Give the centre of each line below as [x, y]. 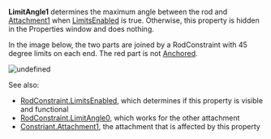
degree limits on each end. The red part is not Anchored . [103, 53]
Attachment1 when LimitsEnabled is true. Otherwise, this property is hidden [134, 20]
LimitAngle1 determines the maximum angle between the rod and [118, 12]
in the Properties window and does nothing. [81, 29]
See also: [24, 85]
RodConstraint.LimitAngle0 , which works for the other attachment [130, 118]
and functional [44, 109]
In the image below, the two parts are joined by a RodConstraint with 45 [128, 45]
